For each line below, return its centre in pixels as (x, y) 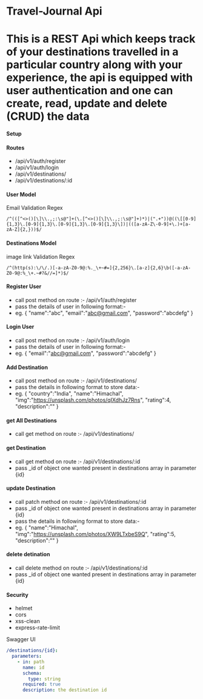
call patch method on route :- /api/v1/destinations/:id (81, 501)
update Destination (31, 488)
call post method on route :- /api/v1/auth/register (76, 300)
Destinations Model (32, 243)
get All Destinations (32, 420)
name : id (33, 667)
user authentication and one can (90, 91)
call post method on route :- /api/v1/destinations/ (76, 380)
